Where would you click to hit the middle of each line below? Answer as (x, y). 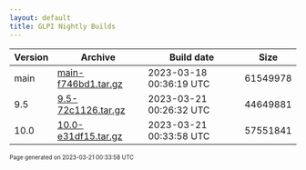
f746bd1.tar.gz (90, 84)
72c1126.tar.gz (92, 110)
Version (31, 57)
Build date (192, 57)
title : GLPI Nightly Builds (63, 26)
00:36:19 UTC (179, 84)
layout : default (40, 18)
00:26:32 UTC (179, 110)
